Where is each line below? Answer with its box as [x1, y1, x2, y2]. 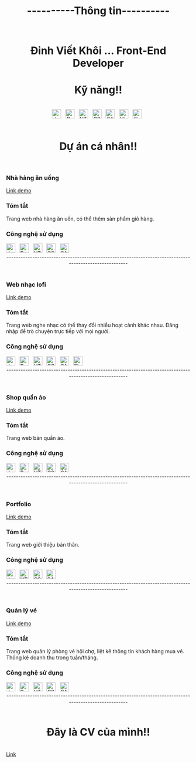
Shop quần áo [6, 393, 46, 401]
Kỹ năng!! [74, 83, 123, 97]
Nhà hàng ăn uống [6, 174, 60, 182]
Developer [73, 57, 124, 70]
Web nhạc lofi [6, 280, 47, 289]
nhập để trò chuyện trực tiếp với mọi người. [6, 328, 110, 335]
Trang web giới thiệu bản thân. [6, 541, 80, 548]
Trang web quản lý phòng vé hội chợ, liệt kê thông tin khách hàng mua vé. [6, 648, 184, 655]
